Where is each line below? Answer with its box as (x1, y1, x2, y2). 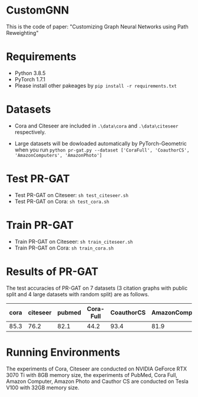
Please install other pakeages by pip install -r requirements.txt (14, 82, 177, 89)
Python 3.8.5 (14, 69, 46, 77)
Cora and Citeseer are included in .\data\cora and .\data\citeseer (14, 122, 179, 129)
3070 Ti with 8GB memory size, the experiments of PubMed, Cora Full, (6, 371, 178, 378)
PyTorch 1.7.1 (14, 76, 45, 83)
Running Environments (6, 346, 121, 359)
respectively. (14, 128, 46, 136)
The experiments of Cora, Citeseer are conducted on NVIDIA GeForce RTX (6, 365, 187, 372)
